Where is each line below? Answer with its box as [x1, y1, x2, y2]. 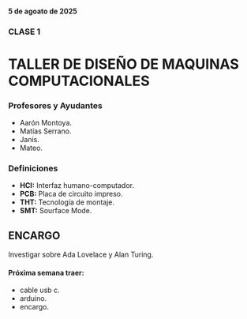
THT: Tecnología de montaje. [19, 197, 115, 207]
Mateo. [19, 143, 43, 152]
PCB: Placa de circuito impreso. [19, 190, 124, 199]
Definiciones [8, 163, 58, 174]
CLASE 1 [8, 26, 41, 37]
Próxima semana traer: [8, 268, 84, 277]
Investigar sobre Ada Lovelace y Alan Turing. [8, 250, 154, 260]
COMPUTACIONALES [8, 72, 150, 90]
